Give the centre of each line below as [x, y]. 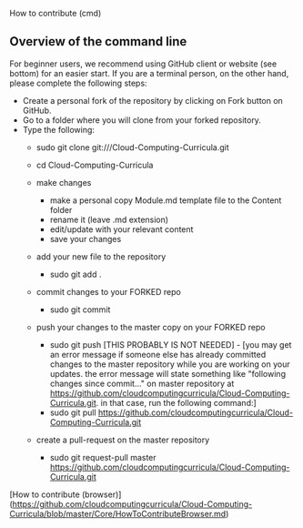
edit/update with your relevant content [121, 229]
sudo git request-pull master [103, 457]
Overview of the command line [98, 41]
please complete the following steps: [78, 83]
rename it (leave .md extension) [109, 219]
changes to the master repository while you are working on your [170, 364]
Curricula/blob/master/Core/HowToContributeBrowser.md [118, 513]
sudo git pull [73, 412]
